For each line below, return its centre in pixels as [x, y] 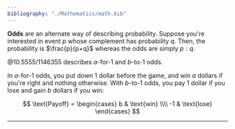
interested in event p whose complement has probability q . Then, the [106, 41]
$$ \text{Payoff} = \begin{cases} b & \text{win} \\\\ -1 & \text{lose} [117, 104]
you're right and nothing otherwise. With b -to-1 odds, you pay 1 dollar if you [116, 83]
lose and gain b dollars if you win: [56, 90]
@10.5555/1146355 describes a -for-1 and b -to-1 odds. [85, 62]
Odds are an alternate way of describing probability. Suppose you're [106, 33]
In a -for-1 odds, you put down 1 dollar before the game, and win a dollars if [115, 75]
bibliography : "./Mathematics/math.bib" [67, 14]
